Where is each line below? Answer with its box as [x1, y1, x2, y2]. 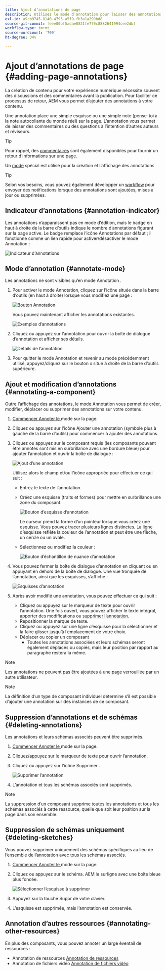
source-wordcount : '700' [5, 30, 56, 35]
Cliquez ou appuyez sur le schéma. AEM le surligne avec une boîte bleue [12, 871, 161, 877]
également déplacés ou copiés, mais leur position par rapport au [27, 645, 159, 650]
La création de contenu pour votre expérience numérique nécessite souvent [5, 87, 160, 93]
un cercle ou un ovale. [19, 535, 65, 541]
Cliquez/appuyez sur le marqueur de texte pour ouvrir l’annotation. [12, 753, 148, 759]
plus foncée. [12, 876, 38, 882]
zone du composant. [19, 500, 62, 506]
